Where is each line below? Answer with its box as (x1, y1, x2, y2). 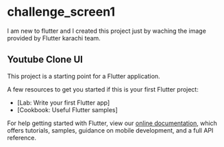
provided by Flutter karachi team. (7, 34, 101, 42)
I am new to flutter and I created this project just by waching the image (7, 27, 207, 35)
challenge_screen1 (7, 4, 115, 20)
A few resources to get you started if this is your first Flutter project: (7, 85, 199, 93)
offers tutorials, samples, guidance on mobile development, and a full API (7, 126, 214, 134)
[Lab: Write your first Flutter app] (16, 98, 110, 107)
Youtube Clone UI (7, 54, 84, 66)
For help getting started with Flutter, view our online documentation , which (7, 119, 218, 127)
